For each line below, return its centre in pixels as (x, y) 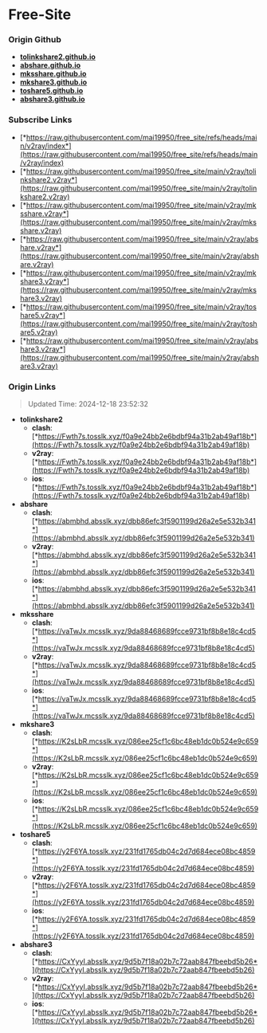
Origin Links (32, 387)
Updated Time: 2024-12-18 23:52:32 (88, 404)
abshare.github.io (50, 65)
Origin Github (35, 40)
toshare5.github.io (51, 91)
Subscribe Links (40, 120)
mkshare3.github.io (53, 82)
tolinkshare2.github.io (57, 57)
